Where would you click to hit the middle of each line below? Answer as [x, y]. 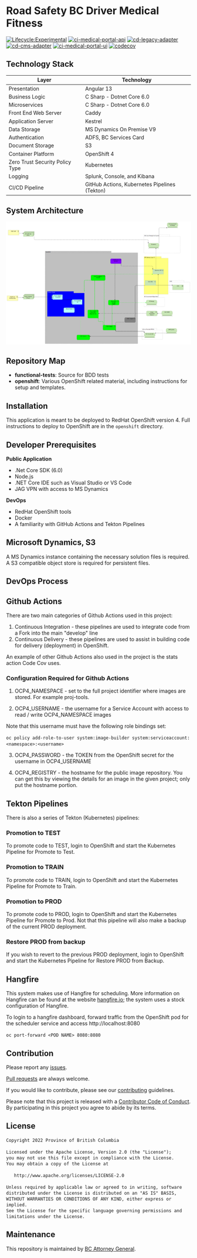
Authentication [26, 137]
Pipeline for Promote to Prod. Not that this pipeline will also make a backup [96, 920]
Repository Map [36, 361]
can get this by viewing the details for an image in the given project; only [102, 779]
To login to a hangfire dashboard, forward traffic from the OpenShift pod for [97, 1017]
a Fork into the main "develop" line [56, 633]
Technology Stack [40, 64]
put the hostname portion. [46, 785]
